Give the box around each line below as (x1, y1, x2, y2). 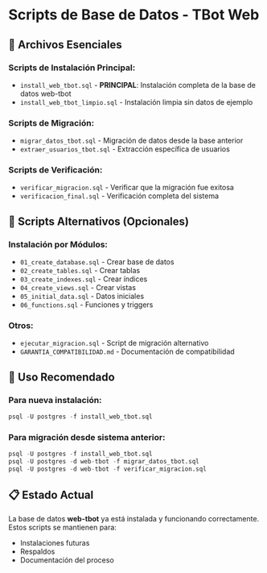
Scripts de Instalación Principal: (8, 62, 136, 73)
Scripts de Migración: (8, 117, 95, 128)
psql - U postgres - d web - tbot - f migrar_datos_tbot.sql (8, 458, 199, 466)
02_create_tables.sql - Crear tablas (19, 266, 141, 276)
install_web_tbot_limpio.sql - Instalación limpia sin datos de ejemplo (19, 97, 253, 106)
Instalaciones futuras (19, 538, 90, 547)
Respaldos (19, 546, 55, 556)
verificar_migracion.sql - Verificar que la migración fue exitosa (19, 183, 235, 193)
